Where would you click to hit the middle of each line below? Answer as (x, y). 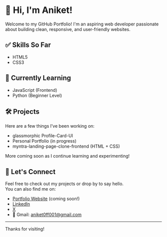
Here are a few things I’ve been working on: (50, 126)
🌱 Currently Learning (38, 78)
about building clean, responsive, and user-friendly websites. (68, 29)
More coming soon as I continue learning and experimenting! (68, 156)
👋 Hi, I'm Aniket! (39, 10)
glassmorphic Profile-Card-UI (42, 136)
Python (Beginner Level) (37, 95)
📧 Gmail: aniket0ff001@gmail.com (47, 215)
